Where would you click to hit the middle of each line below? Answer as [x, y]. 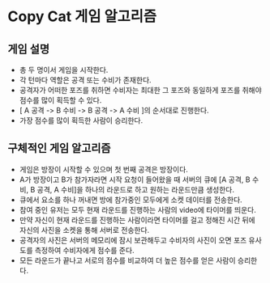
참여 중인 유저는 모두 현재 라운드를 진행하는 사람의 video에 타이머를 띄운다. [137, 209]
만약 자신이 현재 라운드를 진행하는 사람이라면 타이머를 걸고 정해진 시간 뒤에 [137, 220]
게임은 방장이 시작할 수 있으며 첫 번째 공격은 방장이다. [103, 169]
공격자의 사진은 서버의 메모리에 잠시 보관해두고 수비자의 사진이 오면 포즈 [133, 240]
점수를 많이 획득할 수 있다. [60, 100]
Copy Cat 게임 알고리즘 [82, 17]
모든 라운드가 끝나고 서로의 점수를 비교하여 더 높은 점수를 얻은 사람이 [127, 260]
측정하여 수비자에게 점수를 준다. [84, 250]
